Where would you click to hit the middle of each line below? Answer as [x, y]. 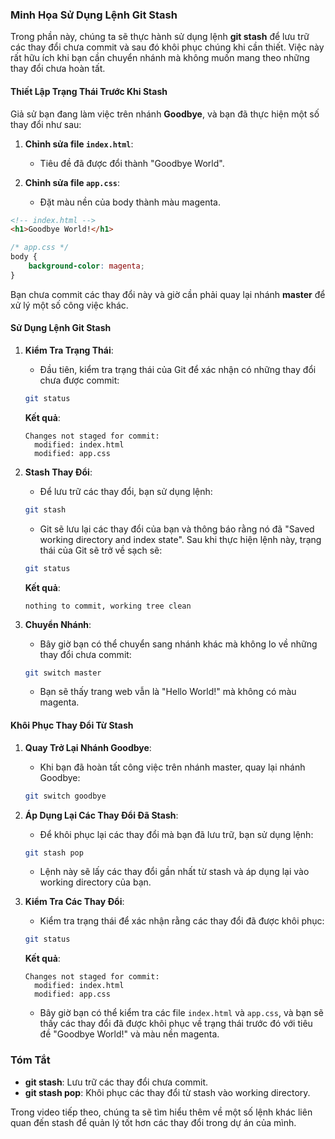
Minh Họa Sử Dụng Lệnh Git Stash [94, 15]
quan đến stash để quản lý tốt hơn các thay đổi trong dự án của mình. [153, 1122]
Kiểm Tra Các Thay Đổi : [74, 902]
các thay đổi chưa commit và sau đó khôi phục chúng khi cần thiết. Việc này [167, 47]
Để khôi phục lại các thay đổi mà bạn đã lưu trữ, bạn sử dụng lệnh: [176, 834]
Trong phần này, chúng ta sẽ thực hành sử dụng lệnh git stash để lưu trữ [160, 37]
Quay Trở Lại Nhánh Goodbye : [88, 747]
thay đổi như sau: [46, 124]
